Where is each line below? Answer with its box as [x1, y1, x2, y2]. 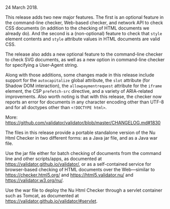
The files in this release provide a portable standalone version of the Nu [5, 129, 156, 136]
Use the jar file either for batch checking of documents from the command [5, 150, 161, 156]
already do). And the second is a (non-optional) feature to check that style [5, 31, 162, 36]
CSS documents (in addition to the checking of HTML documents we [5, 25, 150, 31]
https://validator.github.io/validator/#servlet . [5, 198, 98, 204]
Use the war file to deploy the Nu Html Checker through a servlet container [5, 187, 163, 193]
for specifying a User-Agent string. [5, 62, 78, 68]
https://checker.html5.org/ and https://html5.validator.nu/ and [5, 172, 133, 178]
